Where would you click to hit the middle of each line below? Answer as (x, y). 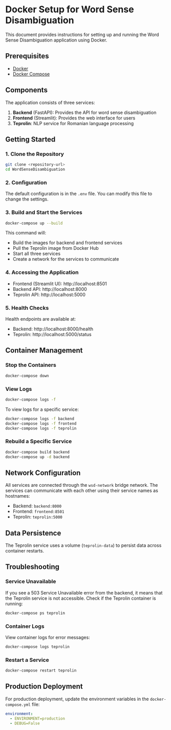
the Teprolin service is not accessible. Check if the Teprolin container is (81, 598)
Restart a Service (27, 660)
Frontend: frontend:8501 (38, 511)
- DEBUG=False (25, 723)
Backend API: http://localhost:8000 (50, 289)
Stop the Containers (31, 365)
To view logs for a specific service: (42, 409)
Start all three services (36, 254)
